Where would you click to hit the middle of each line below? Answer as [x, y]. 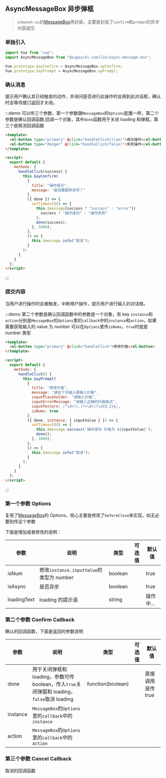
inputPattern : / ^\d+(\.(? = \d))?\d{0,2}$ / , [76, 406]
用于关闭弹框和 [50, 669]
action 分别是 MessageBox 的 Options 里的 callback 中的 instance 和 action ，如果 [81, 320]
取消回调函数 [31, 125]
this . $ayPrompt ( [40, 379]
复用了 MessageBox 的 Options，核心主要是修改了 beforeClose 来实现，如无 [80, 515]
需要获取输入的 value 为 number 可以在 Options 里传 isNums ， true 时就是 [77, 326]
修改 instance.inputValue [68, 570]
